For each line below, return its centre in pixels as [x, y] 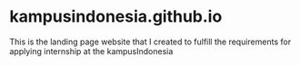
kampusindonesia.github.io [116, 17]
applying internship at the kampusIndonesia [91, 51]
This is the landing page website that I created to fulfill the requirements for [150, 42]
